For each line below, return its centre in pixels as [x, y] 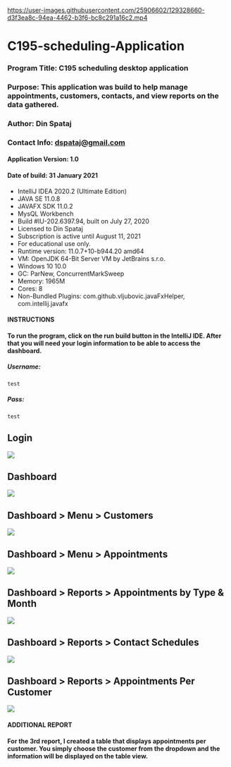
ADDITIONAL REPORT [40, 725]
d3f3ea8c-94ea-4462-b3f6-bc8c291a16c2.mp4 [77, 18]
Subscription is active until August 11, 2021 [79, 236]
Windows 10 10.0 [42, 266]
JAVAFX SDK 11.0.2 [45, 206]
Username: [24, 367]
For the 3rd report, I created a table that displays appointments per [107, 741]
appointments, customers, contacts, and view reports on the [113, 96]
